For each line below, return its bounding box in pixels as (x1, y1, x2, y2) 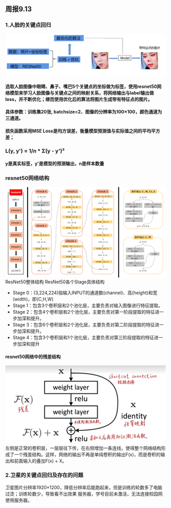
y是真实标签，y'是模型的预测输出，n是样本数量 (5, 161, 104, 167)
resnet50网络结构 (5, 174, 49, 182)
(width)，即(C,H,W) (12, 296, 54, 302)
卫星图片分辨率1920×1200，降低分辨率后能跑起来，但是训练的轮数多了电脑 (5, 484, 162, 490)
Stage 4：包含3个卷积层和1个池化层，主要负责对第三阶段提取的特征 (12, 335, 154, 341)
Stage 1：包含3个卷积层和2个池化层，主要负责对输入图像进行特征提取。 (12, 302, 163, 308)
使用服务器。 (5, 497, 32, 503)
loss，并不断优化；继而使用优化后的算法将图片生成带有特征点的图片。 (5, 96, 153, 102)
